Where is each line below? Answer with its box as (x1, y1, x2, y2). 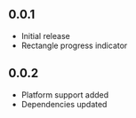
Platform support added (20, 89, 109, 100)
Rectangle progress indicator (20, 40, 128, 51)
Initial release (20, 30, 70, 41)
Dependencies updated (20, 98, 108, 109)
